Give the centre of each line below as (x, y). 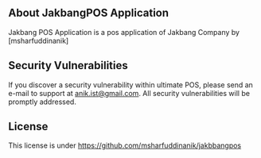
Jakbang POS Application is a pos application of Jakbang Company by (124, 32)
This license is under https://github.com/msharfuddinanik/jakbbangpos (125, 145)
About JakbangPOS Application (89, 13)
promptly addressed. (43, 102)
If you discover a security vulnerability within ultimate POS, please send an (130, 85)
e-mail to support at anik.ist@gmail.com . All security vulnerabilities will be (129, 93)
